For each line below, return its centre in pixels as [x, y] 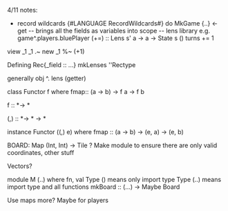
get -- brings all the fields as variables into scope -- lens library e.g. [114, 31]
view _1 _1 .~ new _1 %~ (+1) [46, 52]
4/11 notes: [22, 10]
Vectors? [20, 166]
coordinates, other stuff [41, 153]
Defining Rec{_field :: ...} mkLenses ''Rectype [72, 65]
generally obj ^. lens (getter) [47, 78]
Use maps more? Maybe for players [58, 200]
